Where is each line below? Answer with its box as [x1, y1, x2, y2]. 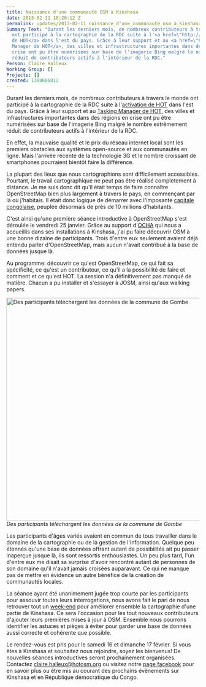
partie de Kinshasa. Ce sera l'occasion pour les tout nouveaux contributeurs [6, 610, 199, 617]
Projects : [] [6, 72, 40, 78]
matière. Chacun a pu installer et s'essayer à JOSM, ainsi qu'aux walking [6, 279, 190, 286]
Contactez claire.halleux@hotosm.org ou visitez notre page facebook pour [6, 661, 194, 668]
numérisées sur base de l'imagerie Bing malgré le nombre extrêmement [6, 120, 188, 128]
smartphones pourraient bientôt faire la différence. [6, 159, 134, 166]
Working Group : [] [6, 66, 53, 73]
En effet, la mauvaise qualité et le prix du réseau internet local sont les [6, 139, 184, 146]
